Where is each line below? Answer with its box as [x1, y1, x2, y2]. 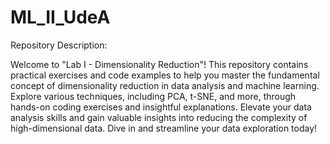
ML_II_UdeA [10, 6, 111, 29]
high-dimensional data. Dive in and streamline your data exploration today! [10, 122, 318, 134]
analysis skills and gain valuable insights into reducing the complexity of [10, 111, 308, 123]
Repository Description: [10, 39, 108, 51]
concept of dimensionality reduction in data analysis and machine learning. [10, 79, 320, 91]
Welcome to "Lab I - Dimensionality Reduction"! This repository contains [10, 58, 309, 70]
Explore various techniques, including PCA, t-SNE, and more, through [10, 90, 297, 102]
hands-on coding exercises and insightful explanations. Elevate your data [10, 101, 312, 113]
